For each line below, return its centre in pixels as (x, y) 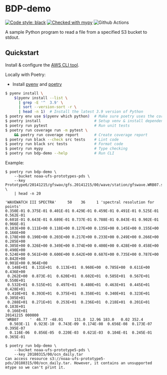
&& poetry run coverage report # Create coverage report (81, 135)
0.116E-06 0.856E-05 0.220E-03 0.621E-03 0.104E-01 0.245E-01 (81, 333)
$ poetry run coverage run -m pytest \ (46, 130)
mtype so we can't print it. (35, 368)
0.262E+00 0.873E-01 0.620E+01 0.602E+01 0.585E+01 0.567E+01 (79, 276)
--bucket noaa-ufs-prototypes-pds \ (52, 176)
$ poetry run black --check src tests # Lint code (62, 140)
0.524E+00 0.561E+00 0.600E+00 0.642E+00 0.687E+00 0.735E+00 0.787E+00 (82, 254)
